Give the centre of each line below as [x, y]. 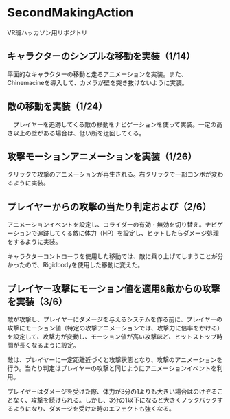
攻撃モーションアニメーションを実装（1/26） [102, 156]
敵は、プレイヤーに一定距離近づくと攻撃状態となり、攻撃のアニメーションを [115, 360]
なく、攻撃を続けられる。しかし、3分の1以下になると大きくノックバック [115, 400]
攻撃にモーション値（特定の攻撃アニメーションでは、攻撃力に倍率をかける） [115, 328]
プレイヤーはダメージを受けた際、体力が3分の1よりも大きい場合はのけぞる [112, 392]
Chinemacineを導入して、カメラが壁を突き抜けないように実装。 [97, 82]
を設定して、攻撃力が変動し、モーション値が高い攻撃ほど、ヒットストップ [112, 337]
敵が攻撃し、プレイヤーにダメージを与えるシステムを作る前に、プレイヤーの [115, 319]
